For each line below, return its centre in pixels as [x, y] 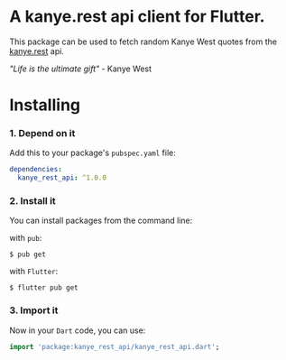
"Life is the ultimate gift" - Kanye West [80, 69]
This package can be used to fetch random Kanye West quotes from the [143, 42]
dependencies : [36, 170]
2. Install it [32, 201]
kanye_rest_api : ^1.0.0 [62, 178]
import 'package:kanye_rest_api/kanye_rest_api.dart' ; [115, 346]
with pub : [26, 238]
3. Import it [34, 310]
